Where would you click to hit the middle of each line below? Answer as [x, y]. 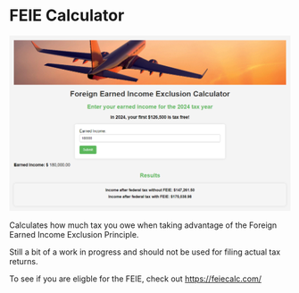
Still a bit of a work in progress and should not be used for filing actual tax [145, 252]
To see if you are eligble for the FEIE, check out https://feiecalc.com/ [135, 279]
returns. [24, 262]
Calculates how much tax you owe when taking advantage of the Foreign [143, 225]
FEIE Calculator [67, 16]
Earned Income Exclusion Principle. [74, 235]
